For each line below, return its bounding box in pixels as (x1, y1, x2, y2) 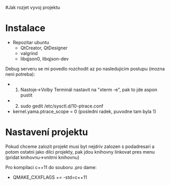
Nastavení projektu (5, 126, 88, 138)
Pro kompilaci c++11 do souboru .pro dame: (5, 164, 97, 170)
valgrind (20, 50, 38, 56)
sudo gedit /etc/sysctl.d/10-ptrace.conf (20, 103, 103, 109)
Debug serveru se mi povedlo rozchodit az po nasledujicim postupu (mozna (5, 65, 165, 71)
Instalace (5, 23, 46, 34)
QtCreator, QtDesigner (20, 45, 68, 51)
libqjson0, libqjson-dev (20, 55, 69, 62)
